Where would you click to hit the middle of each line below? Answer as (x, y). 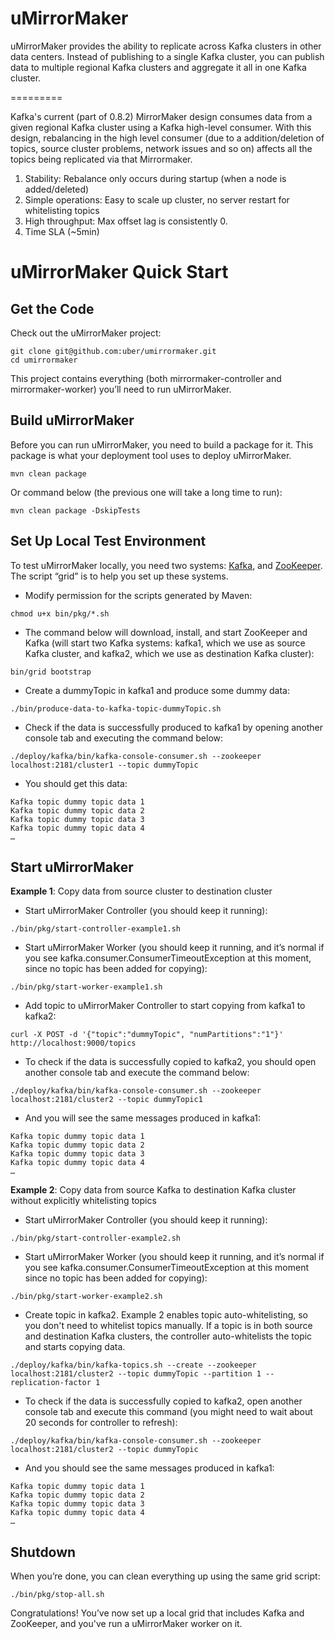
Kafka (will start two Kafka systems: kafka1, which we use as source (165, 643)
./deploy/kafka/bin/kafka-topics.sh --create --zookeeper (133, 1365)
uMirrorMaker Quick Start (119, 272)
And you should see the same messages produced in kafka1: (149, 1468)
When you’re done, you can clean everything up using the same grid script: (165, 1576)
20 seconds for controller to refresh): (101, 1423)
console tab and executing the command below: (124, 738)
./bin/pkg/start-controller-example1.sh (96, 929)
